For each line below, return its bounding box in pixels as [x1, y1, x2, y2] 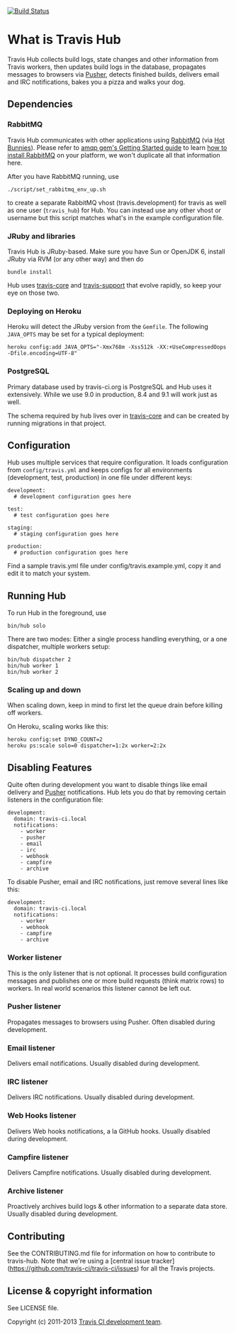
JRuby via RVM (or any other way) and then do [7, 254, 144, 263]
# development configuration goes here [13, 494, 132, 501]
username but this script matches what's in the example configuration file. [7, 213, 225, 222]
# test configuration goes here [13, 512, 110, 519]
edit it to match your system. [7, 569, 91, 578]
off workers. [7, 709, 43, 717]
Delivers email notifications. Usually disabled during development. [7, 1059, 201, 1068]
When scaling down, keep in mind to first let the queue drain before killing [7, 701, 223, 709]
